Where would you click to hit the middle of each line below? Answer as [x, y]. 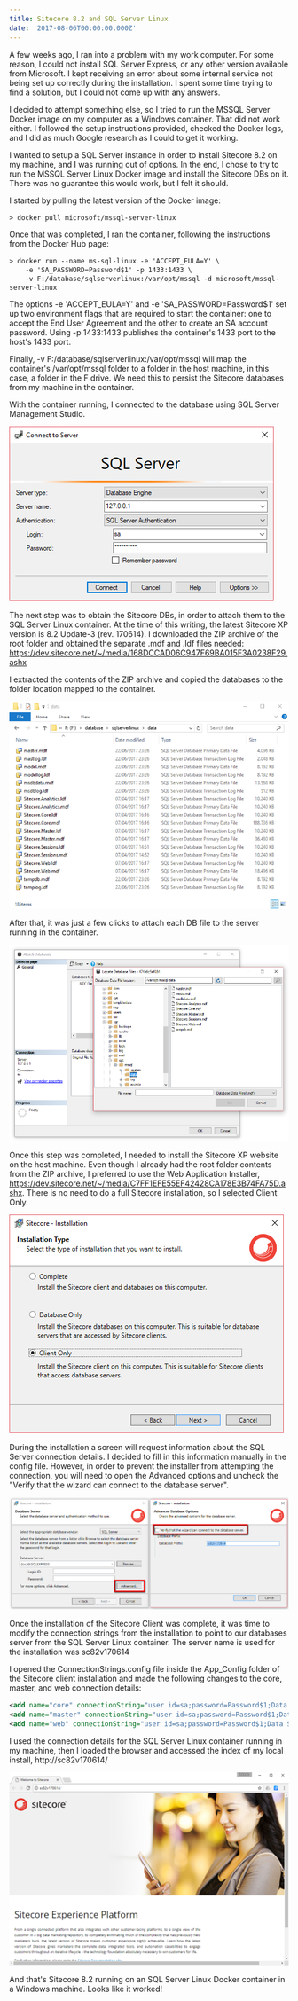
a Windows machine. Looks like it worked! [86, 1989]
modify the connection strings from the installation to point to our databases [148, 1633]
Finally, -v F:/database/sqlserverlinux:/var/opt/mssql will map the [128, 358]
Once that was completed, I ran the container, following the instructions [140, 234]
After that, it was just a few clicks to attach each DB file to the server [134, 922]
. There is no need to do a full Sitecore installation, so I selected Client [149, 1192]
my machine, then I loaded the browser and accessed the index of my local [146, 1751]
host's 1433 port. [40, 341]
